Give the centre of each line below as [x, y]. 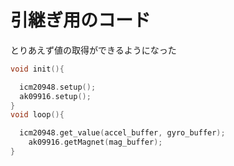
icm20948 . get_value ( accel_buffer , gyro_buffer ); [122, 133]
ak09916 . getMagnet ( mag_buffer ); [95, 142]
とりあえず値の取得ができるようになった [93, 50]
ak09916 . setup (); [55, 96]
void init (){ [37, 69]
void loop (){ [37, 115]
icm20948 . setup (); [58, 87]
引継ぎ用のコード [81, 20]
